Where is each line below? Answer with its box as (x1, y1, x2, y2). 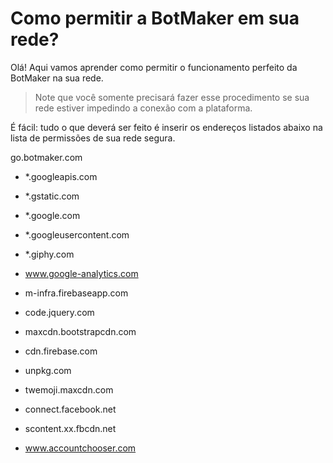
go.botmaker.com (10, 151, 83, 163)
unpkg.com (24, 364, 72, 376)
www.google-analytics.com (24, 267, 139, 279)
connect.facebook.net (24, 403, 117, 415)
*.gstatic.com (24, 190, 80, 202)
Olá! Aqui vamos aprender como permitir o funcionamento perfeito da (10, 61, 298, 73)
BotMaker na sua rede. (10, 72, 104, 84)
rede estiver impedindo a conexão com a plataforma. (34, 102, 253, 114)
